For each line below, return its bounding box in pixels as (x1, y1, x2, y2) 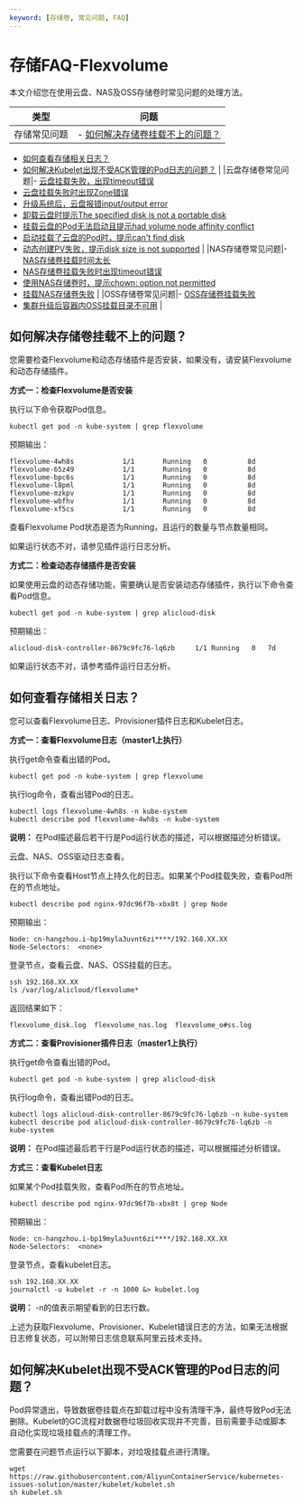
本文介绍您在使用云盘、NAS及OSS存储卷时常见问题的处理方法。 (9, 87, 248, 98)
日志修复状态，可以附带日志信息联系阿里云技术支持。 (9, 1333, 207, 1344)
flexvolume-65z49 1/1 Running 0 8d (9, 465, 256, 475)
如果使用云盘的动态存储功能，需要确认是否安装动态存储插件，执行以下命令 (9, 580, 286, 591)
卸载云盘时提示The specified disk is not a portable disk (22, 209, 227, 220)
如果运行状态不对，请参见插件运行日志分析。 (9, 541, 176, 552)
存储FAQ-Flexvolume (9, 55, 169, 75)
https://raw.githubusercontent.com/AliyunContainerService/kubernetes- (9, 1472, 284, 1481)
